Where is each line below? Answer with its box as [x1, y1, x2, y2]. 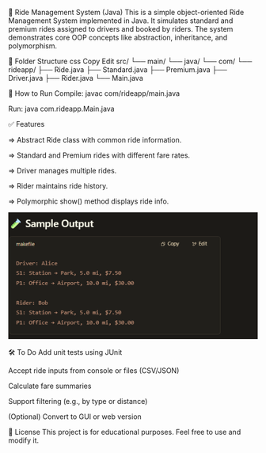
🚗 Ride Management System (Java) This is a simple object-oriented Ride [8, 8, 245, 17]
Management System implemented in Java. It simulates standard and [8, 16, 234, 25]
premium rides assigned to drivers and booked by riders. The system [8, 25, 234, 33]
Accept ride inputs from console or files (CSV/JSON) [8, 366, 180, 375]
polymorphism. [8, 41, 58, 51]
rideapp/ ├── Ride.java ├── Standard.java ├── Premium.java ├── [8, 65, 227, 74]
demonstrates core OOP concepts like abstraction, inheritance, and [8, 32, 228, 42]
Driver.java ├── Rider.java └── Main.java [8, 74, 144, 82]
